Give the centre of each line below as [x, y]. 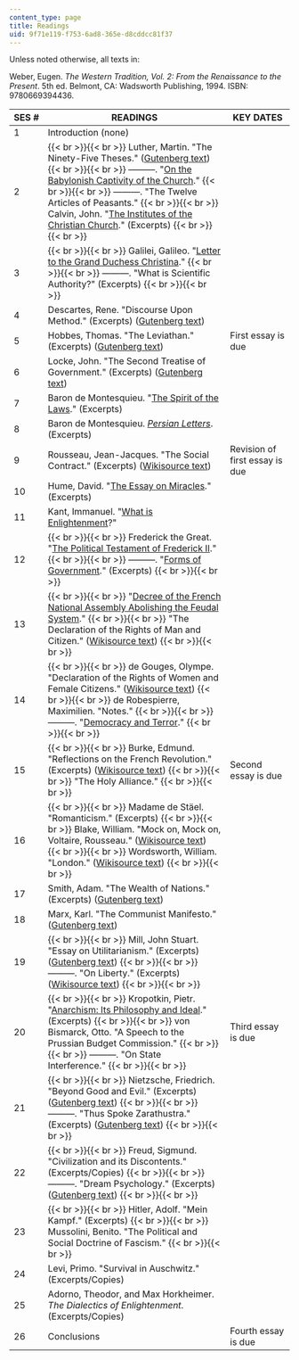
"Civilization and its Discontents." [117, 1162]
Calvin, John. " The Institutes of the [120, 214]
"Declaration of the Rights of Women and [133, 678]
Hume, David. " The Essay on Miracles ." [129, 486]
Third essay [255, 1026]
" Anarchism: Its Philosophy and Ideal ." [127, 1010]
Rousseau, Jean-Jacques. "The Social [128, 455]
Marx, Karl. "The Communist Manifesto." [132, 914]
